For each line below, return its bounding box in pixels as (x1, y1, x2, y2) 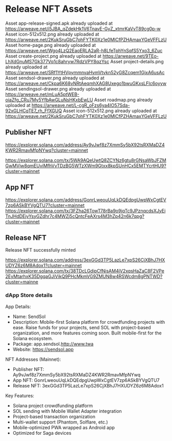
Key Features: (5, 392, 34, 399)
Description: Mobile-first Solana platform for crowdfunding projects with (12, 319, 165, 325)
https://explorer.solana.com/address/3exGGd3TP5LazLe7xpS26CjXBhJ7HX (5, 257, 165, 263)
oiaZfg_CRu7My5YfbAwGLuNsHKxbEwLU (5, 96, 93, 103)
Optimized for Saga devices (12, 430, 72, 436)
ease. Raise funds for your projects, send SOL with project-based (12, 324, 151, 330)
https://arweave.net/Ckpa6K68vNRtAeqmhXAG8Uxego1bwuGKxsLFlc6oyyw (5, 80, 167, 86)
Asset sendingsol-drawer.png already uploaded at (5, 85, 111, 92)
